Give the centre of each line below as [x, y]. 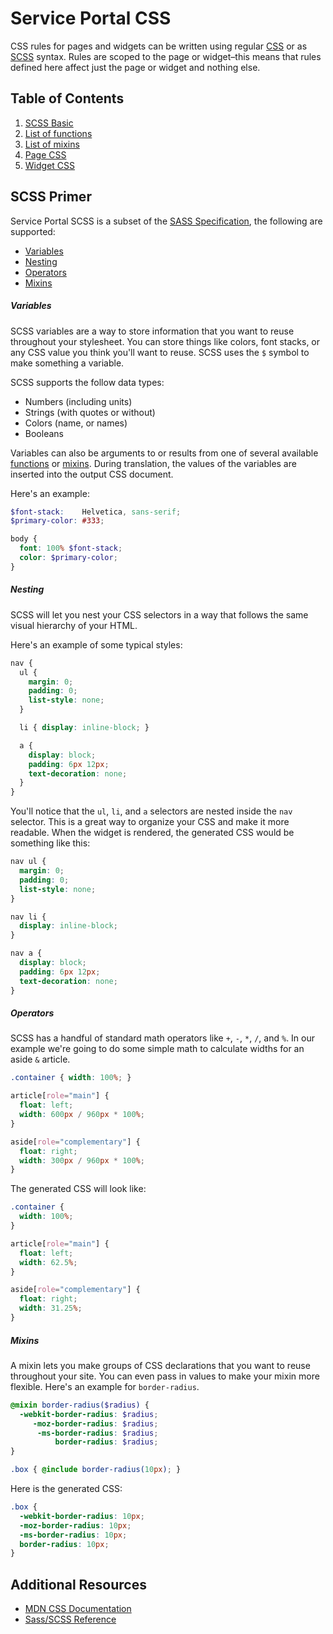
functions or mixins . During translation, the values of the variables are [153, 463]
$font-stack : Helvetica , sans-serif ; [96, 512]
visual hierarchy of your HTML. [74, 625]
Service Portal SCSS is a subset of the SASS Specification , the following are [166, 221]
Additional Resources [78, 1584]
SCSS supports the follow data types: [87, 382]
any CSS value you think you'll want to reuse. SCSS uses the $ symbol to [160, 352]
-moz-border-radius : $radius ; [95, 1423]
